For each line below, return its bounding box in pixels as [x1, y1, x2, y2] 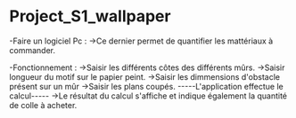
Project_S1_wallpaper [9, 6, 171, 27]
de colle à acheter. [9, 99, 78, 110]
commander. [9, 44, 56, 55]
